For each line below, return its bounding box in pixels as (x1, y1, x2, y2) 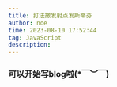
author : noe (8, 19, 47, 27)
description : (8, 41, 51, 49)
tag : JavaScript (8, 33, 62, 42)
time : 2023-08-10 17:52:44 (8, 26, 97, 34)
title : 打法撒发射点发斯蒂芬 (8, 11, 92, 20)
